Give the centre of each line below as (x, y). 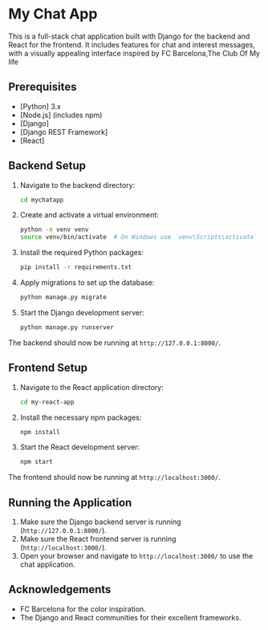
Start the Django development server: (82, 312)
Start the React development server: (80, 447)
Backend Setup (47, 166)
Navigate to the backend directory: (77, 185)
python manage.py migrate (63, 298)
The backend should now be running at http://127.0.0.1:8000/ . (115, 343)
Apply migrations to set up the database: (87, 282)
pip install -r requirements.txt (76, 267)
